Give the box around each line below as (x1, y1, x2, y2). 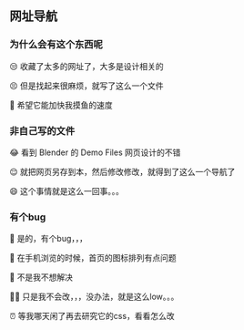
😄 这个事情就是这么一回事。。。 (9, 185, 125, 196)
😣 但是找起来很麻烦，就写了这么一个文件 (9, 80, 164, 91)
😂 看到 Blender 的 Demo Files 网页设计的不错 (9, 147, 181, 158)
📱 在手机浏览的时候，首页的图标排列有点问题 (9, 253, 178, 263)
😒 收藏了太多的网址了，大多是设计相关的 (9, 60, 164, 71)
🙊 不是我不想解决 (9, 272, 74, 283)
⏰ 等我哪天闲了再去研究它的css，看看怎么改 (9, 311, 175, 322)
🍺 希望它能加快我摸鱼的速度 (9, 99, 114, 110)
